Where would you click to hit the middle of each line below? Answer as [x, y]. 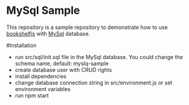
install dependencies [41, 76]
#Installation [22, 45]
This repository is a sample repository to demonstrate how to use [87, 27]
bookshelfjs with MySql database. [48, 33]
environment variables [43, 89]
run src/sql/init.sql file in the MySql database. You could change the [99, 57]
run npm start [32, 95]
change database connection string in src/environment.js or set [94, 83]
